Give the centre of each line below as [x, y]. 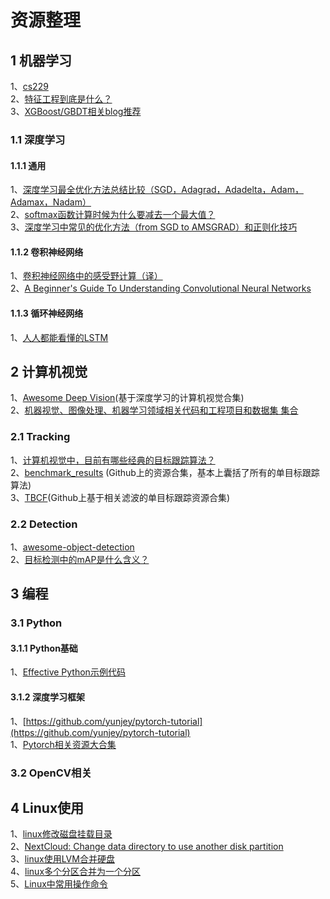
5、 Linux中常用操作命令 [59, 884]
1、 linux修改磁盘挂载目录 [61, 834]
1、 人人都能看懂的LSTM [59, 337]
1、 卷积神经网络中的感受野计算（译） [86, 276]
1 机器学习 [41, 60]
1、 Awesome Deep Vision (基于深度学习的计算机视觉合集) [127, 398]
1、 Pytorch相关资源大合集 [63, 744]
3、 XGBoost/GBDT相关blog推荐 [76, 111]
